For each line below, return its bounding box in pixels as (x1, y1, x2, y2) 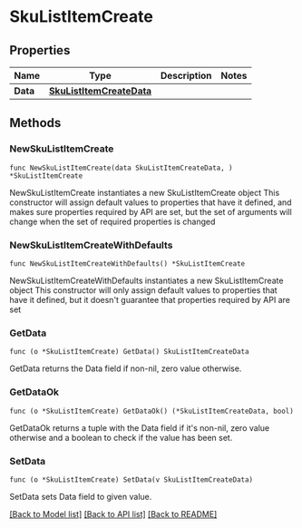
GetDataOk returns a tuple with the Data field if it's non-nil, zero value (9, 422, 270, 433)
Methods (9, 115, 62, 131)
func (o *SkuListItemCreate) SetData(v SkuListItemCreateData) (9, 474, 254, 484)
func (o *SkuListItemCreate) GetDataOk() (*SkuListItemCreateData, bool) (9, 406, 295, 416)
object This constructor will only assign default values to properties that (9, 284, 278, 296)
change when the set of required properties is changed (9, 216, 216, 227)
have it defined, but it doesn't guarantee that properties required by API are (9, 294, 290, 305)
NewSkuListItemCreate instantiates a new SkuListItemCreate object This (9, 187, 280, 198)
